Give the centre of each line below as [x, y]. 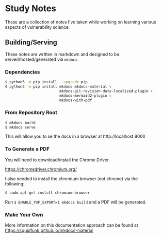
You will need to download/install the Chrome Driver [57, 160]
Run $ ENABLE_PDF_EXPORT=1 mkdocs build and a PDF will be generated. [76, 202]
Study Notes [31, 9]
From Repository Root [31, 112]
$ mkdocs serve [20, 127]
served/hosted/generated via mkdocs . [42, 59]
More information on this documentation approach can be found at [72, 225]
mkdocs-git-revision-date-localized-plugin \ [106, 91]
